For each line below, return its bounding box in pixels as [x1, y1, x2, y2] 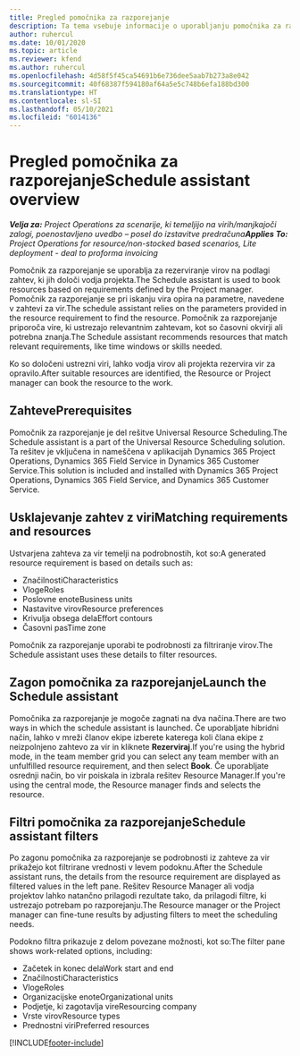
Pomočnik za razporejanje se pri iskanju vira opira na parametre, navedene [9, 294, 285, 304]
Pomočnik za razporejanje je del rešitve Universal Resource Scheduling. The [9, 427, 287, 438]
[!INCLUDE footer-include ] [9, 1037, 104, 1048]
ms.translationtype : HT [9, 88, 98, 97]
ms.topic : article [9, 47, 78, 55]
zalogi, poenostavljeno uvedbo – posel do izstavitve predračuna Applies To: [9, 229, 288, 240]
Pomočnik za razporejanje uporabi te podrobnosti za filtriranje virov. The [9, 639, 273, 650]
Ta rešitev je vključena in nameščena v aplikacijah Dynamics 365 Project [9, 446, 276, 456]
